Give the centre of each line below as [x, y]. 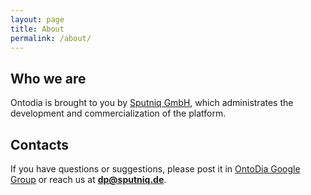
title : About [37, 29]
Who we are [48, 78]
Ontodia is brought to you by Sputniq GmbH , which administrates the [152, 103]
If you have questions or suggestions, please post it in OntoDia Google [155, 169]
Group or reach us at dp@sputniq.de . [88, 179]
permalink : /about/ [51, 38]
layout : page [37, 19]
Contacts [40, 144]
